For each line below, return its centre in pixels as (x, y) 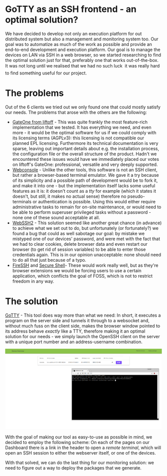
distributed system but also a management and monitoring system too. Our (82, 39)
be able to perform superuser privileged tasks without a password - (82, 212)
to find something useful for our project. (46, 73)
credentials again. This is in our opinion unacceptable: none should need (87, 254)
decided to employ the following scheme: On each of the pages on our (78, 442)
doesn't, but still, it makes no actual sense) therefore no (69, 196)
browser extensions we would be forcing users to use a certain (77, 270)
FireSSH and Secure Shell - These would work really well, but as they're (85, 265)
